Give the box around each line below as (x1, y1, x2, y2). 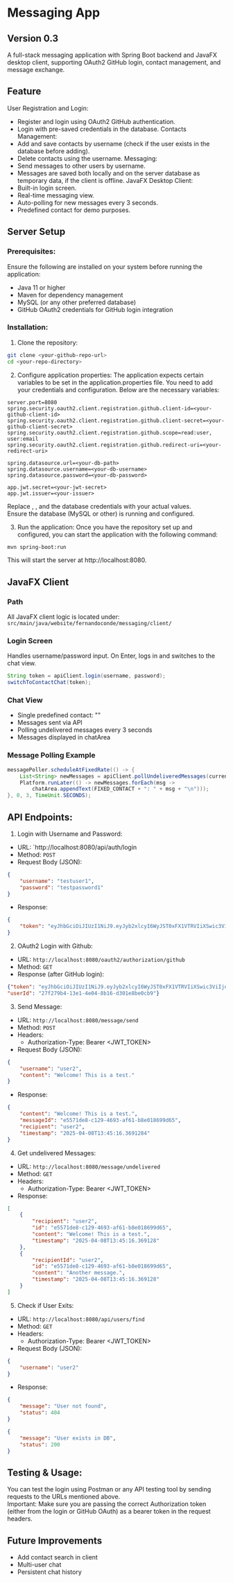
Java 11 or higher (17, 283, 66, 292)
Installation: (7, 322, 49, 332)
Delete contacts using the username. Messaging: (17, 154, 158, 162)
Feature (7, 85, 42, 98)
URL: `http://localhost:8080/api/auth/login (17, 843, 137, 851)
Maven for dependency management (17, 290, 123, 299)
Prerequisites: (7, 247, 56, 256)
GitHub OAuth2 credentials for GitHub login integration (17, 305, 173, 313)
